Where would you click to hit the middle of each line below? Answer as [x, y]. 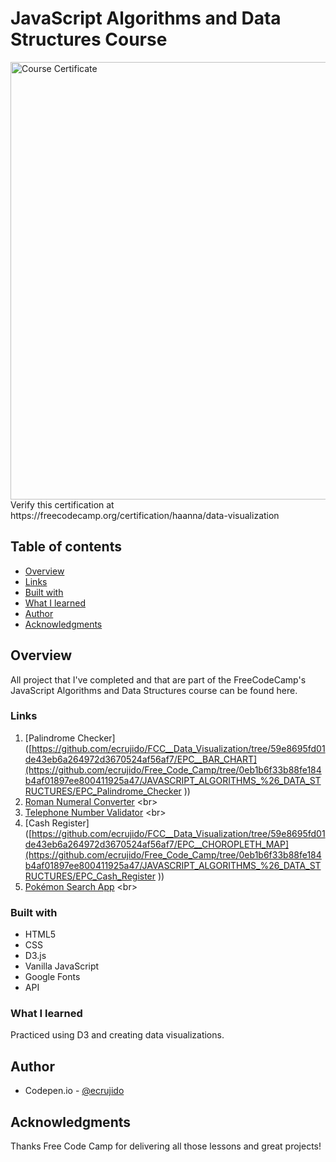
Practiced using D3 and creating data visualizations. [117, 1035]
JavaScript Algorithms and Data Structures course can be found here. [154, 690]
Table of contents [66, 547]
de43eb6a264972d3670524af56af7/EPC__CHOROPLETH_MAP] [156, 844]
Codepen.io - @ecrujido [74, 1091]
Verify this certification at [62, 504]
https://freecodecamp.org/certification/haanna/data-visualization [145, 515]
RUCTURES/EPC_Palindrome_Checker [103, 791]
